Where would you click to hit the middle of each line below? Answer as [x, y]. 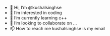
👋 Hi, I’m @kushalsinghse [36, 8]
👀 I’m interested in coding [36, 13]
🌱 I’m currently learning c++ [38, 18]
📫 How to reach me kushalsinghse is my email [57, 28]
